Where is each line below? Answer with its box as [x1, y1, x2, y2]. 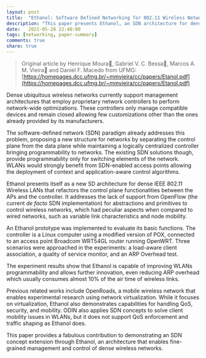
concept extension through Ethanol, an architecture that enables [6, 338, 169, 345]
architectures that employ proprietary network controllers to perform [6, 97, 180, 105]
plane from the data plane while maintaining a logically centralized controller [6, 142, 199, 149]
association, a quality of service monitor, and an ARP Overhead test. [6, 250, 179, 258]
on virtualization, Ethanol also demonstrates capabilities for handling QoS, [6, 300, 193, 307]
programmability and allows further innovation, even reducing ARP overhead [6, 269, 200, 276]
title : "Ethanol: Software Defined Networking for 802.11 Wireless [6, 15, 185, 21]
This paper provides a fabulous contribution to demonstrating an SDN [6, 331, 182, 338]
